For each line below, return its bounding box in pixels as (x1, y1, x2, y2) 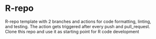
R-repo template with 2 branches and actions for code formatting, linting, (5, 19, 152, 24)
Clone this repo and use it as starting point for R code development (5, 29, 139, 34)
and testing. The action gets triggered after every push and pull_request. (5, 23, 151, 29)
